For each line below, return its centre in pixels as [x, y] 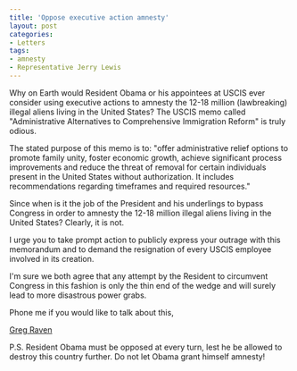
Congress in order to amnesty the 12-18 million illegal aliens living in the [140, 213]
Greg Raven [31, 329]
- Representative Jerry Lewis [66, 68]
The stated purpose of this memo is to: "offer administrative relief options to [148, 148]
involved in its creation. [52, 258]
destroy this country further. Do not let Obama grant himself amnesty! [137, 356]
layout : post [33, 26]
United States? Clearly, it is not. [67, 222]
